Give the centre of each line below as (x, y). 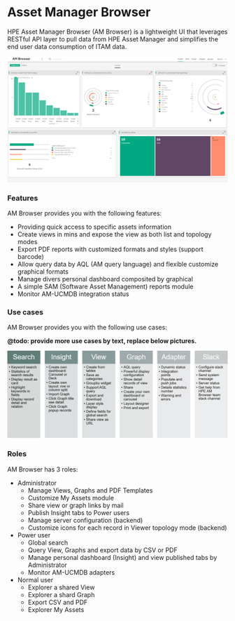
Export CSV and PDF (58, 602)
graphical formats (43, 272)
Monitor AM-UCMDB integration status (73, 294)
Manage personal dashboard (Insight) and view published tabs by (122, 557)
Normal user (35, 580)
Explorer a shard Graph (61, 594)
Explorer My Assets (56, 609)
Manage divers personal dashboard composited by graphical (105, 279)
